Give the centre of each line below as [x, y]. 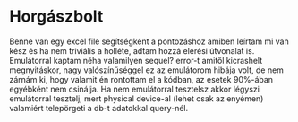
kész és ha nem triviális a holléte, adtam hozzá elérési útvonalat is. [132, 50]
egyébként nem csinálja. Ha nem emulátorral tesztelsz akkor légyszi [134, 89]
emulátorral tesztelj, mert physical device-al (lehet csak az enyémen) [136, 98]
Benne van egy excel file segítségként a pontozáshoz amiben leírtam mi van [149, 41]
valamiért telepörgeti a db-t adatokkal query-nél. [99, 108]
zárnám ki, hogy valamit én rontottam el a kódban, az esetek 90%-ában [141, 79]
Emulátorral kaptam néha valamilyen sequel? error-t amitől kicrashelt [136, 60]
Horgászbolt [56, 17]
